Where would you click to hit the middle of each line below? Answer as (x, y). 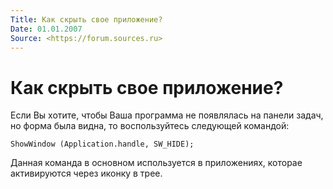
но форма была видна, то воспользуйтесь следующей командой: (150, 126)
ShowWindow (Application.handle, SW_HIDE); (102, 144)
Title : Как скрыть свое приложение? (86, 19)
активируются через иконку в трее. (86, 173)
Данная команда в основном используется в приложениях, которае (156, 163)
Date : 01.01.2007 (46, 29)
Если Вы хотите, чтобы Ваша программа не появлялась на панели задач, (167, 115)
